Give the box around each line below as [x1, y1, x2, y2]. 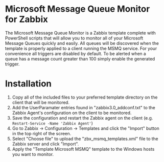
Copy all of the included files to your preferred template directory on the [12, 94, 158, 100]
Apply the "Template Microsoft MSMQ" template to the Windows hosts [12, 146, 155, 152]
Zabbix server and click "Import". [12, 141, 79, 147]
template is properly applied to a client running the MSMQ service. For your [5, 45, 157, 51]
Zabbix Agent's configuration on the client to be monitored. [12, 110, 132, 116]
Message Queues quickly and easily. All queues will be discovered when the [5, 40, 159, 46]
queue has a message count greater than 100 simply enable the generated [5, 56, 155, 61]
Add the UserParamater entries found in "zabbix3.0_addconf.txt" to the [12, 104, 156, 110]
